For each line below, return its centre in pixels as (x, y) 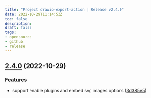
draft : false (18, 28)
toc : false (16, 19)
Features (16, 80)
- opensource (18, 37)
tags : (11, 32)
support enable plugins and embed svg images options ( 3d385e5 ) (79, 91)
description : (18, 23)
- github (14, 42)
